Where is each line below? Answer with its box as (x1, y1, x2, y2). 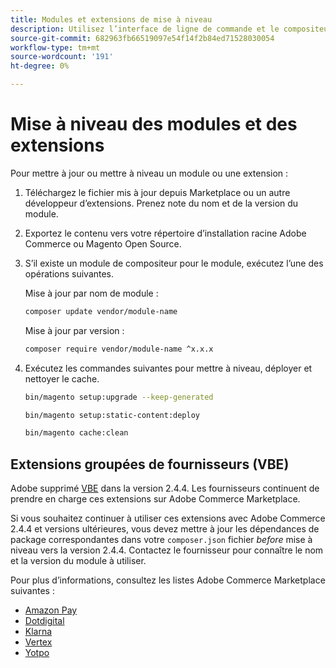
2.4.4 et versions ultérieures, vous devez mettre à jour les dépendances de (10, 523, 320, 535)
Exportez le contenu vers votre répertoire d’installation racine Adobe (24, 227, 307, 239)
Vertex (24, 636, 53, 648)
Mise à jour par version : (24, 324, 125, 336)
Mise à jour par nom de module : (24, 287, 159, 299)
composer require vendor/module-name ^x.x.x (24, 344, 214, 354)
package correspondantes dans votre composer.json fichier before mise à (10, 534, 313, 546)
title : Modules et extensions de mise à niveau (10, 14, 213, 25)
